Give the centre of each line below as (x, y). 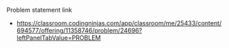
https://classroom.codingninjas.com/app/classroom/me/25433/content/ (119, 23)
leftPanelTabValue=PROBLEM (58, 38)
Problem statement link (39, 10)
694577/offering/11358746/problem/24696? (79, 31)
